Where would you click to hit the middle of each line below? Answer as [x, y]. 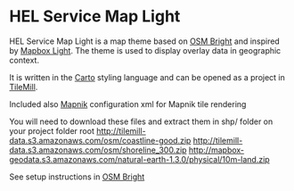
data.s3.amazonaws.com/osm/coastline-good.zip [100, 140]
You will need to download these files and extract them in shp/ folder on [141, 121]
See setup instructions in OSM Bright [77, 177]
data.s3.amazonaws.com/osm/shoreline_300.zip [98, 150]
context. [24, 60]
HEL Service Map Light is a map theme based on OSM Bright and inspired [145, 41]
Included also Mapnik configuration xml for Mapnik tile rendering [128, 104]
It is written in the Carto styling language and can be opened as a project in [147, 77]
